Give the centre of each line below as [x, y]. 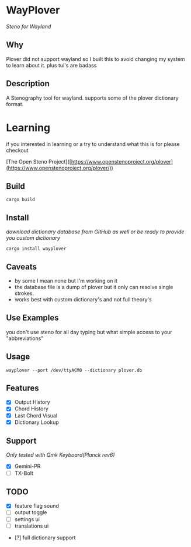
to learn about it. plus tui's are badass [51, 65]
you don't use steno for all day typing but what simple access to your [89, 332]
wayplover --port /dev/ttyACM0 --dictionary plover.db [74, 370]
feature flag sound [37, 506]
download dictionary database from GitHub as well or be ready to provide [95, 232]
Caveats [21, 266]
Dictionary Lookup [37, 422]
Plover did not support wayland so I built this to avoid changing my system [95, 59]
